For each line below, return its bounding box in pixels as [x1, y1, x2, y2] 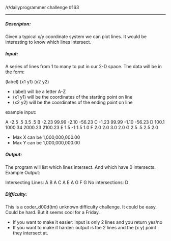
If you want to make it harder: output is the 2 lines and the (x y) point [12, 224, 157, 230]
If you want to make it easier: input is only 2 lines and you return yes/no [12, 219, 163, 225]
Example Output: [5, 169, 41, 175]
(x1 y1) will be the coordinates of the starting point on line [12, 94, 133, 100]
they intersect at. [12, 230, 48, 236]
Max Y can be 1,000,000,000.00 [12, 139, 80, 145]
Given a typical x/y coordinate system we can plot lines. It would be [5, 33, 147, 40]
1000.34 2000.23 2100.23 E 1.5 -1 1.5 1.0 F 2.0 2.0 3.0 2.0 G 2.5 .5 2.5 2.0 [5, 124, 159, 130]
